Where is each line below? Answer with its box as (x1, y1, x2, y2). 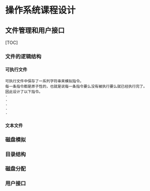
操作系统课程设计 (5, 4, 76, 16)
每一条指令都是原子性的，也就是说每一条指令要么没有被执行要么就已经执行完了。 (5, 84, 147, 89)
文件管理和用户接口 (5, 26, 65, 34)
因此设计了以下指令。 (5, 89, 43, 94)
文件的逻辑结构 (5, 53, 42, 60)
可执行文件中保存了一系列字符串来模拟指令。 (5, 78, 84, 84)
